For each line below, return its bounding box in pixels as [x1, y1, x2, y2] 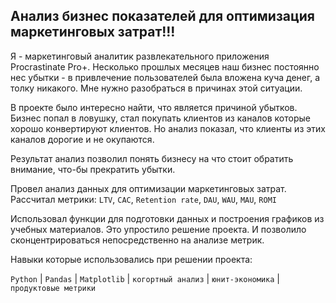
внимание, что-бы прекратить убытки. [10, 163, 176, 175]
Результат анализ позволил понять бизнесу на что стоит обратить [10, 152, 294, 164]
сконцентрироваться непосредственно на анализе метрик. [10, 234, 265, 246]
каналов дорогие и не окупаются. [10, 133, 155, 145]
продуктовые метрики [10, 283, 97, 293]
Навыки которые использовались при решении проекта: [10, 253, 253, 265]
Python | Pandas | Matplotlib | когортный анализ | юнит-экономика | [10, 272, 280, 284]
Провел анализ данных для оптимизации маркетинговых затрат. [10, 182, 287, 194]
